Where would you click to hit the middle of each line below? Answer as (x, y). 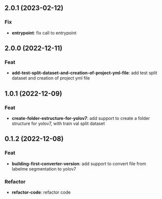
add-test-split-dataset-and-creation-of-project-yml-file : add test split (84, 73)
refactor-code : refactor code (41, 192)
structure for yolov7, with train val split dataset (58, 124)
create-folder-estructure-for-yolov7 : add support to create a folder (81, 118)
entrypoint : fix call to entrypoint (44, 33)
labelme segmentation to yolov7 (44, 169)
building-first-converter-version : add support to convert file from (79, 164)
